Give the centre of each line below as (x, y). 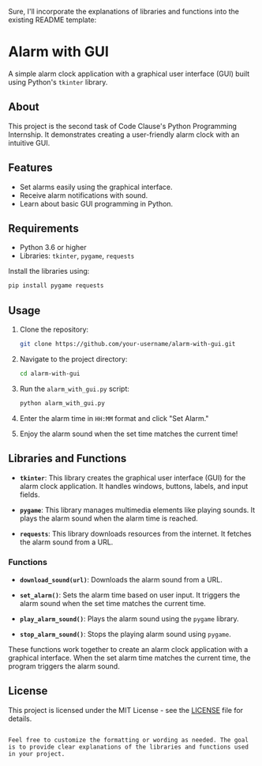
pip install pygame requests (56, 286)
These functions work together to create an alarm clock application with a (128, 649)
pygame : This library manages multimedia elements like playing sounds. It (137, 510)
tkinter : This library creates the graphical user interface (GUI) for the (133, 477)
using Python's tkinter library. (58, 82)
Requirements (43, 228)
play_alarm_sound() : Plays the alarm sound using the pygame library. (129, 618)
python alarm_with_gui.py (62, 403)
